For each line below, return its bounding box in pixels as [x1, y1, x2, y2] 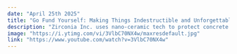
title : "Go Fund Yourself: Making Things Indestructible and [7, 17, 191, 24]
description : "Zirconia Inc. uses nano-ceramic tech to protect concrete [7, 23, 229, 30]
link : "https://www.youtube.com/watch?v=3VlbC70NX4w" [7, 36, 169, 43]
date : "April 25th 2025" [7, 10, 80, 18]
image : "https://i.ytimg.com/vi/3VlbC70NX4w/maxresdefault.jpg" [7, 29, 200, 37]
